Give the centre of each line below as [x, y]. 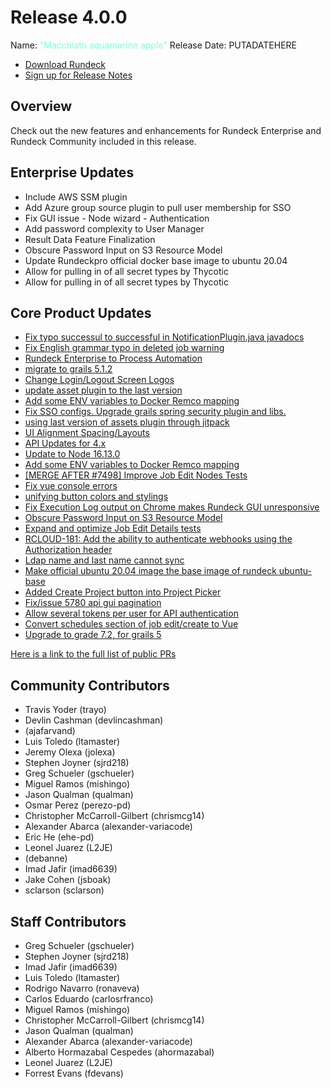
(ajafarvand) [50, 731]
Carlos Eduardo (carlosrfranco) [89, 999]
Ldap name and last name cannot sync [104, 560]
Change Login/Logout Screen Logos [99, 380]
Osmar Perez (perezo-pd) [78, 805]
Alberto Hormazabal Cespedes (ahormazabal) [119, 1052]
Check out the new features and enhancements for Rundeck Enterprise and [166, 130]
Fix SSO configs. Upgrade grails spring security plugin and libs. [155, 412]
